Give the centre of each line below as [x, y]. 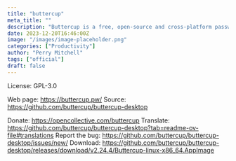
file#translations [31, 135]
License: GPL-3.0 [32, 85]
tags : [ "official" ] [36, 59]
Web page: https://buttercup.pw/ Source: [67, 99]
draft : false [26, 66]
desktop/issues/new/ [38, 142]
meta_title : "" [29, 20]
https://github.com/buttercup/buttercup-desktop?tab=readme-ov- [103, 127]
